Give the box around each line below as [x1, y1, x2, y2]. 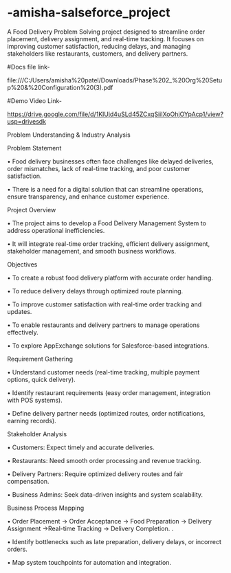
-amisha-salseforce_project [7, 5, 170, 21]
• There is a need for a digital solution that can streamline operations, [7, 185, 204, 193]
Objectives [7, 260, 38, 269]
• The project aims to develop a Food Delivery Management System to [7, 218, 206, 227]
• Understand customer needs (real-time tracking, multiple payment [7, 368, 200, 376]
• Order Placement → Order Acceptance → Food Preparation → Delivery [7, 517, 212, 525]
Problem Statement [7, 144, 62, 152]
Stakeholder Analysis [7, 429, 67, 438]
